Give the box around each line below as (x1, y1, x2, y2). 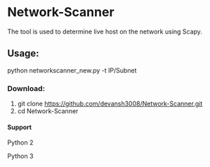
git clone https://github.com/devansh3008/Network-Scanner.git (17, 99, 203, 108)
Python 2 (7, 138, 34, 147)
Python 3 (7, 152, 34, 161)
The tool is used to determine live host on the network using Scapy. (7, 27, 202, 36)
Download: (7, 83, 46, 93)
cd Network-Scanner (17, 107, 79, 115)
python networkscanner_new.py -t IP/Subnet (7, 66, 137, 74)
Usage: (7, 48, 40, 59)
